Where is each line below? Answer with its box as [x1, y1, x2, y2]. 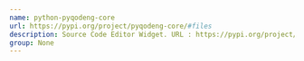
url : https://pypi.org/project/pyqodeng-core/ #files [9, 22, 213, 30]
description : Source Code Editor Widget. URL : [9, 30, 193, 39]
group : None [9, 38, 54, 48]
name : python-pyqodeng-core [9, 13, 116, 22]
